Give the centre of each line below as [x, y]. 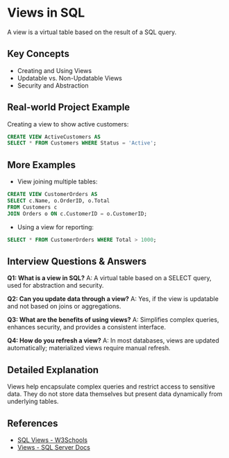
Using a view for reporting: [56, 227]
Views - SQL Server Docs [53, 447]
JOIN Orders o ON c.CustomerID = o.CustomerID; [77, 213]
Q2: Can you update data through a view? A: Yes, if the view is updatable [113, 299]
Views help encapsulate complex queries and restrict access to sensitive [111, 386]
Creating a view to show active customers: [68, 124]
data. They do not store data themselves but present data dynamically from [115, 394]
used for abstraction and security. [56, 286]
